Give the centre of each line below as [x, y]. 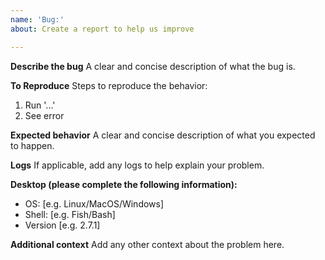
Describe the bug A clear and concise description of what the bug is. [153, 66]
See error [44, 115]
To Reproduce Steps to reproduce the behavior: [109, 85]
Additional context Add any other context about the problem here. [147, 244]
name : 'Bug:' [37, 19]
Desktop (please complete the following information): [124, 184]
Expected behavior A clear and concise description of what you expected [163, 135]
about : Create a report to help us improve [102, 29]
